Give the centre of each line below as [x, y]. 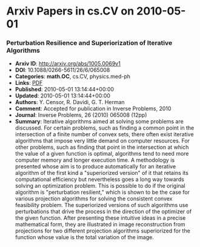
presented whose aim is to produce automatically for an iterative [95, 166]
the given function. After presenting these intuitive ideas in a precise [100, 218]
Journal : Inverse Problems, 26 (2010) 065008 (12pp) [81, 115]
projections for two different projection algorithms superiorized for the [103, 231]
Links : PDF [29, 83]
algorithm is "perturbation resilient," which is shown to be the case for [102, 193]
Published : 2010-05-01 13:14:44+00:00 [64, 90]
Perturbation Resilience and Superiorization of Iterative [89, 43]
